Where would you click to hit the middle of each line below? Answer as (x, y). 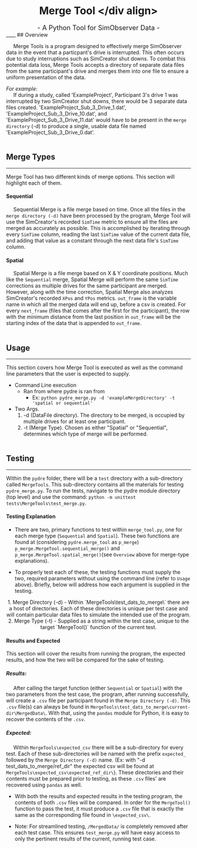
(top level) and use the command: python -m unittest (71, 496)
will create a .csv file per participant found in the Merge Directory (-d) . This (98, 701)
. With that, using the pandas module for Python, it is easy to (117, 713)
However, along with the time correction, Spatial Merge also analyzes (90, 292)
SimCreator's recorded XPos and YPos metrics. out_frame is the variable (91, 298)
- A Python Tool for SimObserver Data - (98, 28)
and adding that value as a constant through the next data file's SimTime (92, 240)
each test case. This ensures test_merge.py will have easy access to (97, 833)
